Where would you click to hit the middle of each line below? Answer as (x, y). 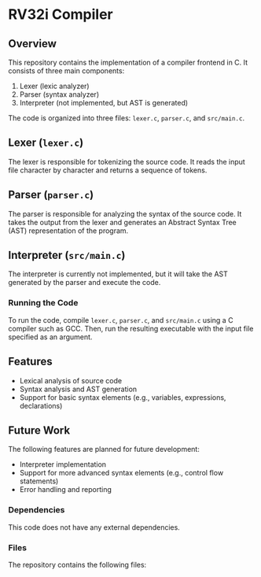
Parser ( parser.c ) (51, 195)
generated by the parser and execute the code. (85, 283)
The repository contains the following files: (77, 564)
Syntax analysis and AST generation (78, 389)
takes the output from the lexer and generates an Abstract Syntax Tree (123, 222)
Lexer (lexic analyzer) (54, 86)
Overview (33, 44)
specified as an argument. (50, 337)
